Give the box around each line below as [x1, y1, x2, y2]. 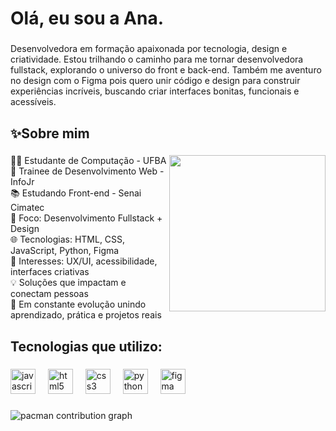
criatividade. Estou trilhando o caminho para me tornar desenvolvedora [10, 53, 304, 66]
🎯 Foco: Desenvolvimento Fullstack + [10, 212, 163, 224]
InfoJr [10, 176, 35, 188]
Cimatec [10, 202, 45, 214]
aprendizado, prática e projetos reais [10, 309, 162, 321]
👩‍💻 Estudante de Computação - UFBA [10, 155, 167, 167]
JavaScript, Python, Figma [10, 245, 120, 257]
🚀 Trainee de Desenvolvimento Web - [10, 165, 165, 177]
